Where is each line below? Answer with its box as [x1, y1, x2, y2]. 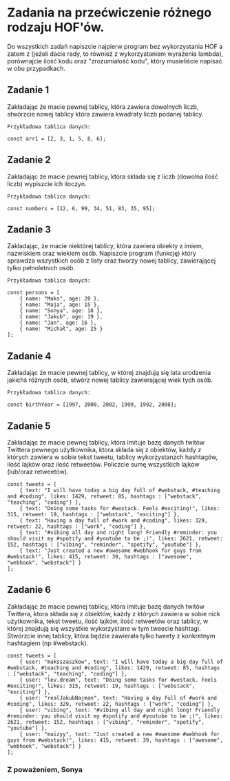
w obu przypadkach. [7, 64, 66, 72]
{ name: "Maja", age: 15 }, [19, 301, 100, 308]
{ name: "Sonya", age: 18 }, [19, 307, 103, 314]
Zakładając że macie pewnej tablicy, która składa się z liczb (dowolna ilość [7, 172, 218, 181]
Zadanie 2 [7, 154, 52, 166]
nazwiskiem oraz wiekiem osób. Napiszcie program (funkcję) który [7, 250, 197, 258]
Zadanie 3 [7, 223, 52, 235]
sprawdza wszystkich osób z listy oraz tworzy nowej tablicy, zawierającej [7, 256, 216, 265]
